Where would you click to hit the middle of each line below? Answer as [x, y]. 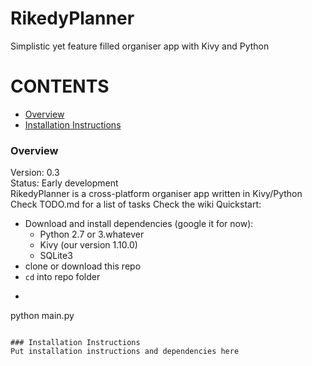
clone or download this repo [83, 266]
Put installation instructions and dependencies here [125, 352]
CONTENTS [60, 86]
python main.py [42, 316]
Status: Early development [64, 183]
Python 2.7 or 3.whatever [92, 234]
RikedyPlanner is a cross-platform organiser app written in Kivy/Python [156, 194]
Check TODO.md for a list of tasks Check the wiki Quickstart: [136, 204]
